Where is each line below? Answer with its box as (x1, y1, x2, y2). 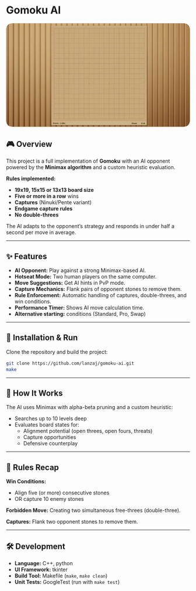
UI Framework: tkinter (14, 566, 68, 573)
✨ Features (6, 251, 47, 261)
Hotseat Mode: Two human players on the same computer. (14, 273, 157, 280)
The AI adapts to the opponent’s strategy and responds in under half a (6, 223, 175, 230)
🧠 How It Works (6, 389, 63, 398)
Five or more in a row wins (14, 193, 79, 200)
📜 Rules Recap (6, 462, 60, 472)
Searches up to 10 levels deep (14, 415, 87, 422)
